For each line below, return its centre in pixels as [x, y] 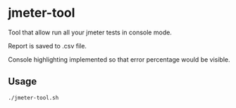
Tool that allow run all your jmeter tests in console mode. [90, 32]
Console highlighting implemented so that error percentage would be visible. [119, 59]
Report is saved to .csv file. [48, 46]
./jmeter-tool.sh [33, 97]
